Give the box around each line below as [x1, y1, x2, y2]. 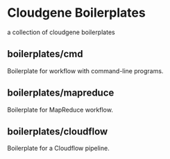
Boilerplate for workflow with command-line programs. [7, 66, 164, 75]
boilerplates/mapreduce [7, 87, 114, 99]
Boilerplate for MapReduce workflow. [7, 105, 113, 114]
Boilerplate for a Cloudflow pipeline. [7, 144, 110, 153]
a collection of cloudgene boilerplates [7, 28, 116, 36]
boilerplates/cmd [7, 48, 83, 60]
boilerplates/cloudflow [7, 126, 108, 137]
